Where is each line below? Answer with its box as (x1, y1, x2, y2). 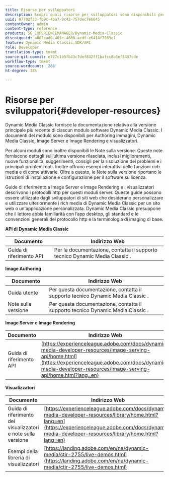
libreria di (8, 454, 30, 461)
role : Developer (5, 45, 39, 50)
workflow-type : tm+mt (5, 59, 51, 64)
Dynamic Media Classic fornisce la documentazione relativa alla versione (5, 121, 157, 127)
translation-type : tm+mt (5, 49, 57, 54)
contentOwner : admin (5, 21, 49, 27)
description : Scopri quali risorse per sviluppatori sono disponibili (5, 12, 156, 17)
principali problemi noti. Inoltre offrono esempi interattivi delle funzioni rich (5, 163, 160, 169)
